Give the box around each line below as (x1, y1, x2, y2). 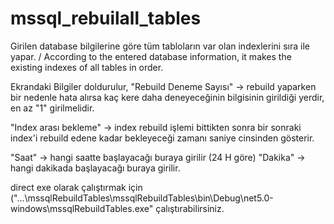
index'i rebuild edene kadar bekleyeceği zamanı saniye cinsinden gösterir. (10, 132, 315, 144)
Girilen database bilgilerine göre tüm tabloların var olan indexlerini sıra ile (10, 40, 310, 52)
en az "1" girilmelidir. (10, 102, 95, 114)
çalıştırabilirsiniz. (155, 202, 225, 214)
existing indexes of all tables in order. (10, 61, 164, 73)
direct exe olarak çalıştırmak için (10, 181, 143, 193)
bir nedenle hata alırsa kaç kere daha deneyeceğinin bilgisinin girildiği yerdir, (10, 91, 325, 103)
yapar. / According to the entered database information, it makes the (10, 50, 292, 62)
